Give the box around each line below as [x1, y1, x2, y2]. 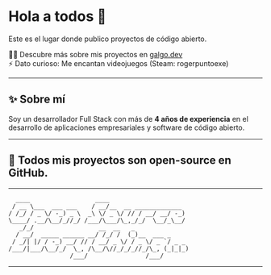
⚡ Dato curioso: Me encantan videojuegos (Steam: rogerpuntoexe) [8, 58, 229, 68]
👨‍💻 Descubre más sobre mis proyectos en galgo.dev [8, 49, 183, 59]
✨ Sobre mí [8, 93, 66, 106]
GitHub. [8, 166, 48, 180]
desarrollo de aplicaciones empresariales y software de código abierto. [8, 123, 245, 132]
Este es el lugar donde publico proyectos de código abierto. [8, 34, 207, 44]
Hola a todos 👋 [8, 7, 107, 26]
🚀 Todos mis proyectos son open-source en [8, 153, 231, 168]
